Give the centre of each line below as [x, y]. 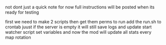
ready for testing [22, 12]
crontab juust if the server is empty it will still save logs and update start [79, 27]
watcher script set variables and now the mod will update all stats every [78, 32]
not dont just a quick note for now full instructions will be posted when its [80, 7]
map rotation [18, 37]
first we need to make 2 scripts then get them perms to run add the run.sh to [83, 22]
